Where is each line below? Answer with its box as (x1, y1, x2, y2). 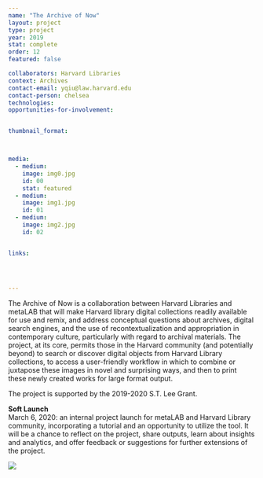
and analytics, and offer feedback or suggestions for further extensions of (8, 437, 248, 447)
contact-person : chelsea (8, 91, 89, 99)
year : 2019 (8, 33, 44, 42)
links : (8, 249, 30, 257)
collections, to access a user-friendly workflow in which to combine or (8, 357, 236, 366)
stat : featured (22, 184, 72, 193)
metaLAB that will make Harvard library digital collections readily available (8, 307, 247, 316)
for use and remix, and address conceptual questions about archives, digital (8, 315, 254, 325)
